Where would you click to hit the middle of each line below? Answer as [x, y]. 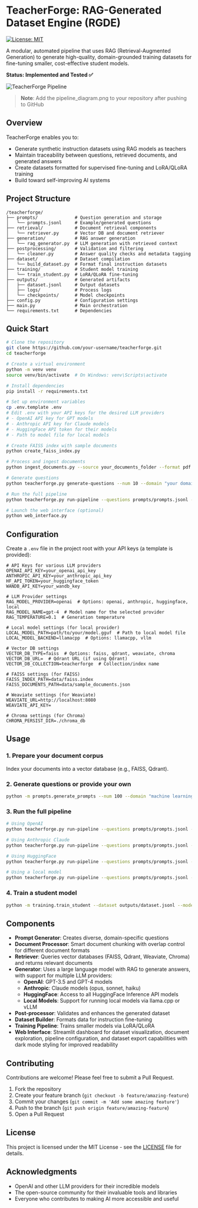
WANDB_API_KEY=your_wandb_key [43, 586]
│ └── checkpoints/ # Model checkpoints [66, 295]
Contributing [30, 1063]
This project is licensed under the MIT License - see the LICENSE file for [94, 1147]
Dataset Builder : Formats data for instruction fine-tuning [83, 1020]
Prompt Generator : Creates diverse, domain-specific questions [92, 938]
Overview [24, 123]
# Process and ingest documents [46, 462]
